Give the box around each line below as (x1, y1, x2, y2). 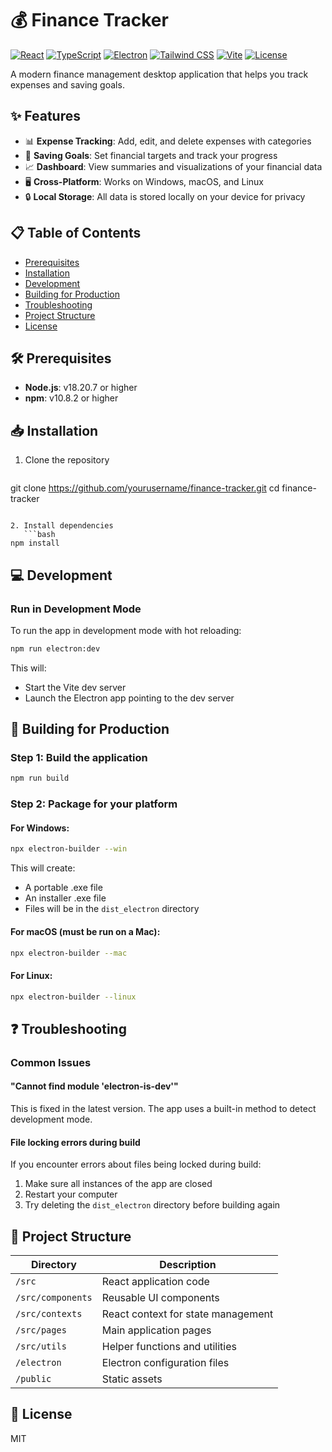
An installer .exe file (24, 892, 107, 904)
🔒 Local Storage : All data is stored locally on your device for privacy (24, 190, 306, 202)
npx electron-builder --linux (10, 992, 137, 1002)
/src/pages (15, 1325, 67, 1336)
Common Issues (10, 1055, 92, 1069)
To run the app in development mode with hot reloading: (10, 624, 242, 636)
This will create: (10, 862, 76, 874)
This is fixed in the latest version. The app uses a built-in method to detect (10, 1102, 317, 1114)
